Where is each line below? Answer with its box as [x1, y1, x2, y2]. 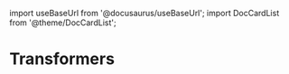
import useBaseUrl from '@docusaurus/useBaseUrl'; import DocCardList [9, 8, 280, 18]
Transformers [9, 49, 116, 69]
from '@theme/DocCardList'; [9, 17, 117, 28]
